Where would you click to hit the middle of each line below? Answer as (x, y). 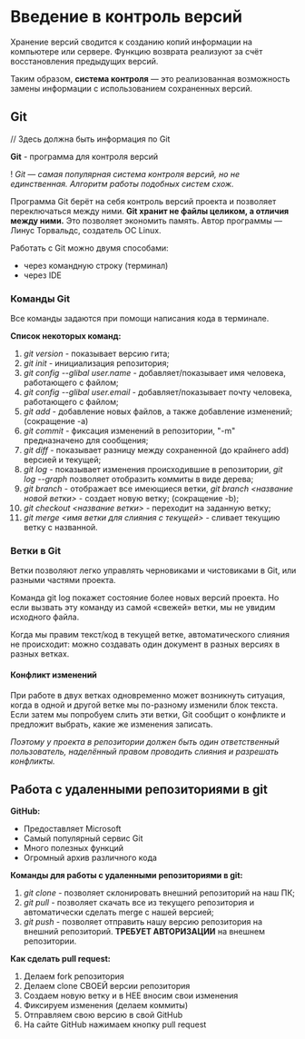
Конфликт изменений (54, 675)
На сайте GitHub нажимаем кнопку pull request (115, 1024)
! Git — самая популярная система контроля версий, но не (125, 173)
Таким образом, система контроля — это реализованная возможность (150, 78)
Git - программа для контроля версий (84, 156)
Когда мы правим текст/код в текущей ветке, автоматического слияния (150, 635)
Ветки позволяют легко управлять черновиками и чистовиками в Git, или (153, 570)
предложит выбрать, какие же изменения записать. (112, 724)
